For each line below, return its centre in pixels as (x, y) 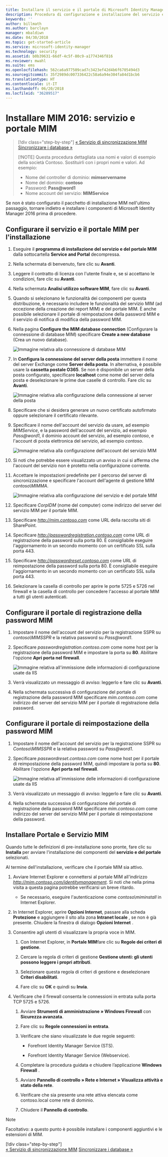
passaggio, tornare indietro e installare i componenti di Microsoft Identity (80, 208)
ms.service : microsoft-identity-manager (48, 47)
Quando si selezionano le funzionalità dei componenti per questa (80, 298)
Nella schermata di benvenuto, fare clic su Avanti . (64, 264)
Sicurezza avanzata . (42, 1016)
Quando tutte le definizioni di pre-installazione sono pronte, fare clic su (79, 847)
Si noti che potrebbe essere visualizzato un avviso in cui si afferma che (86, 460)
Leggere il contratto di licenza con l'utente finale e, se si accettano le (84, 274)
